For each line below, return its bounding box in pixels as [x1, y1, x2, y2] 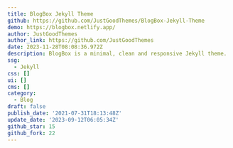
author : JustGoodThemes [7, 30, 78, 38]
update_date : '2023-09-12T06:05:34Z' [7, 116, 119, 123]
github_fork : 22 [7, 129, 55, 137]
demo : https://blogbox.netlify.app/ [7, 23, 116, 31]
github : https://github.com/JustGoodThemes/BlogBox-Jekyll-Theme [7, 17, 205, 24]
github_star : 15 [7, 122, 55, 130]
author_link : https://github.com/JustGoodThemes [7, 37, 154, 44]
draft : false [7, 103, 46, 110]
